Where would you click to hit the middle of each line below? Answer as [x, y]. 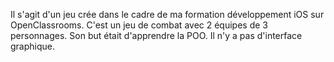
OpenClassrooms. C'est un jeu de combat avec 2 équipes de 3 [139, 25]
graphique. [33, 46]
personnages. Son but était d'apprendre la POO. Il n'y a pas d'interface [156, 35]
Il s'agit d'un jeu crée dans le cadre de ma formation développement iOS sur [167, 14]
